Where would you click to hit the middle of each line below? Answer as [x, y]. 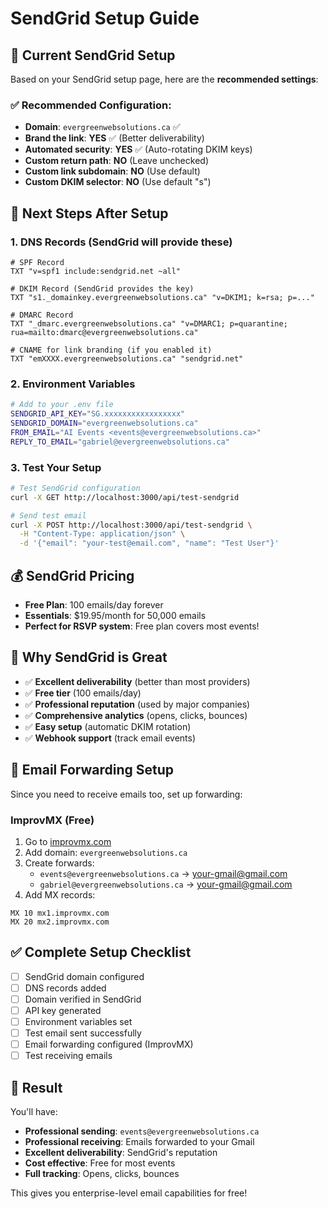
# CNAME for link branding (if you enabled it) [111, 350]
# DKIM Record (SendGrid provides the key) [102, 288]
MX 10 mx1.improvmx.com [60, 913]
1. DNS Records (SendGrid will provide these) [121, 242]
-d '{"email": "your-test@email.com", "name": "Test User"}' [149, 543]
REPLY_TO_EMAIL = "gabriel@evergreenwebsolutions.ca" [120, 442]
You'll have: [34, 1112]
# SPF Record [37, 262]
